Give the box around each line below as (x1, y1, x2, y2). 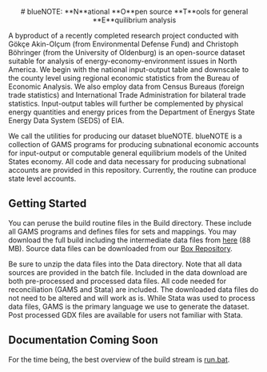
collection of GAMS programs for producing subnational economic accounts (8, 140, 260, 149)
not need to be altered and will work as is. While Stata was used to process (8, 293, 256, 302)
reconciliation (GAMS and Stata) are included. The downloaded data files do (8, 284, 259, 294)
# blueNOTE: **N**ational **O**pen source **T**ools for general (20, 7, 249, 16)
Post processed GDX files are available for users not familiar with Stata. (8, 310, 243, 319)
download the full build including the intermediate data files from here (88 (8, 235, 251, 245)
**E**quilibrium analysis (92, 15, 177, 25)
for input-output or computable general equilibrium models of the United (8, 148, 247, 158)
